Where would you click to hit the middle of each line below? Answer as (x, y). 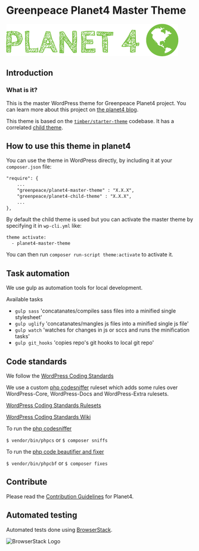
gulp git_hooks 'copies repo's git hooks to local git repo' (84, 343)
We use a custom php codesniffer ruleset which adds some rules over (92, 388)
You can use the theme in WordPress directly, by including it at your (89, 160)
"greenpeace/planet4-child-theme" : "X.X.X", (74, 197)
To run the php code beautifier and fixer (55, 452)
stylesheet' (29, 317)
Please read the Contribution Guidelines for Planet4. (70, 496)
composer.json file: (29, 167)
